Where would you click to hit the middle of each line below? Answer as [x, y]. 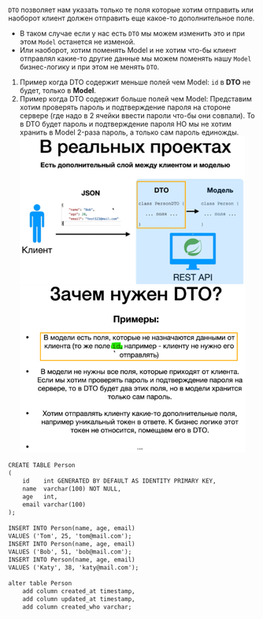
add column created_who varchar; [77, 607]
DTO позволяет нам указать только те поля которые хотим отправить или [131, 10]
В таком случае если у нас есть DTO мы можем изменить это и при [132, 33]
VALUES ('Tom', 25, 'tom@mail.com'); [70, 536]
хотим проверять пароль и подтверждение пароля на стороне [125, 107]
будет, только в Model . [58, 91]
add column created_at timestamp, [79, 591]
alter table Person [40, 584]
